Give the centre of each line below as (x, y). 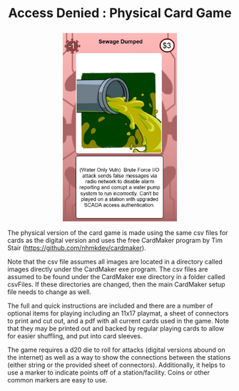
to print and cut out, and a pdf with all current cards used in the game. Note (118, 320)
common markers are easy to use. (58, 380)
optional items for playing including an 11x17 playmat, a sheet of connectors (118, 313)
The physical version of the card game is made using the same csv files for (118, 232)
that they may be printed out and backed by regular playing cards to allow (116, 328)
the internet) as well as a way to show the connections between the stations (119, 357)
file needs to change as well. (49, 292)
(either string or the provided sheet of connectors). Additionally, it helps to (117, 365)
